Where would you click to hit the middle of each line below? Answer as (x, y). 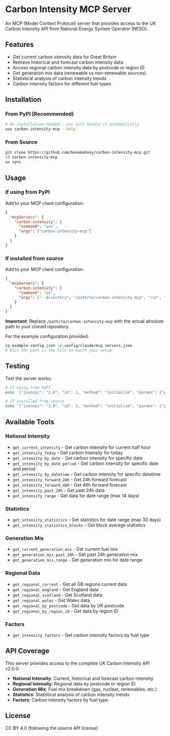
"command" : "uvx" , (38, 227)
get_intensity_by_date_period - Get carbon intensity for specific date (85, 463)
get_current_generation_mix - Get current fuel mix (65, 549)
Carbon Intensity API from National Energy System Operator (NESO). (77, 28)
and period (24, 468)
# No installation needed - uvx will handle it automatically (72, 124)
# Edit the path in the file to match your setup (59, 350)
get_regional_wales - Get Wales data (51, 600)
